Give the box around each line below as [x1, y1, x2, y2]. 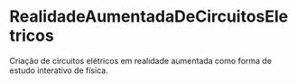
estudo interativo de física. [9, 65, 108, 76]
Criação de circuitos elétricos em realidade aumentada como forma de [9, 55, 273, 66]
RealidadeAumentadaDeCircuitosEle [9, 6, 289, 27]
